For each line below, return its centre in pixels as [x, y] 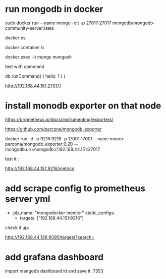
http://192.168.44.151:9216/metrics [40, 168]
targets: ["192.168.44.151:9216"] [52, 218]
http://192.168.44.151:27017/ [33, 86]
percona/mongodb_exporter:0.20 [39, 144]
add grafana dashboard [55, 257]
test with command [25, 66]
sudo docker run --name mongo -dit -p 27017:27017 [58, 23]
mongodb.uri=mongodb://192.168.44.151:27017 [53, 149]
